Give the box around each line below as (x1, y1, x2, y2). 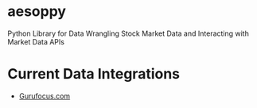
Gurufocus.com (18, 91, 71, 101)
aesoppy (7, 2, 67, 21)
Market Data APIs (7, 37, 65, 46)
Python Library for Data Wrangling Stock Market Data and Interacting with (7, 29, 250, 38)
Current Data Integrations (7, 65, 181, 83)
